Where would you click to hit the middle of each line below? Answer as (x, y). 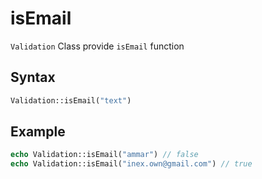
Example (38, 132)
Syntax (33, 77)
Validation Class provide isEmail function (97, 46)
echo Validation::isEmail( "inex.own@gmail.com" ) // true (131, 164)
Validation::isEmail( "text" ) (71, 100)
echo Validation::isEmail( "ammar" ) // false (104, 155)
